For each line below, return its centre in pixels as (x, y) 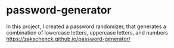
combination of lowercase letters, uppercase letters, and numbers (87, 32)
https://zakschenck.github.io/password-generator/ (69, 39)
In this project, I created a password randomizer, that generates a (86, 26)
